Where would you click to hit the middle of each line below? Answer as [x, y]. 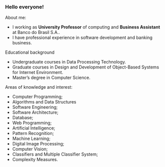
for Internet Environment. [38, 72]
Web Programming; [32, 123]
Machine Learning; [31, 138]
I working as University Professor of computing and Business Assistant [86, 27]
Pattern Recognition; [33, 134]
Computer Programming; [37, 97]
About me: [16, 18]
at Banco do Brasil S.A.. [36, 33]
